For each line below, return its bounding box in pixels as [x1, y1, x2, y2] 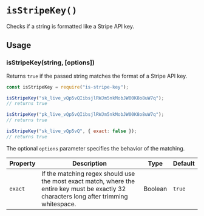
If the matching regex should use [41, 169, 135, 178]
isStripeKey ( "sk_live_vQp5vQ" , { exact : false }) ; [6, 128, 137, 134]
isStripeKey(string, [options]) [6, 58, 95, 67]
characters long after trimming [41, 192, 129, 200]
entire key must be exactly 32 [41, 184, 126, 193]
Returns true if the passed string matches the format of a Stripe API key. [6, 72, 188, 79]
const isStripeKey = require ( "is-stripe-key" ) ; [6, 84, 129, 90]
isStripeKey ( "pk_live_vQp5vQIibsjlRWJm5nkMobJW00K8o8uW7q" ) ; [6, 112, 165, 118]
